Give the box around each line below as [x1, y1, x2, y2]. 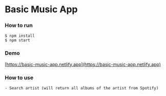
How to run [5, 22, 33, 29]
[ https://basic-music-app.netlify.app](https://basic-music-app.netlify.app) [5, 61, 161, 67]
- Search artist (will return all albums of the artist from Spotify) [5, 86, 159, 91]
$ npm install [5, 33, 35, 39]
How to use [5, 74, 34, 81]
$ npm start [5, 38, 30, 43]
